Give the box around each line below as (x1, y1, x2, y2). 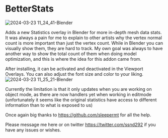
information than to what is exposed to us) (5, 102, 93, 108)
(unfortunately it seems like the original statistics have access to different (5, 96, 157, 103)
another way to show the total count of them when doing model (5, 51, 137, 57)
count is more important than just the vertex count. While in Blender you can (5, 40, 163, 46)
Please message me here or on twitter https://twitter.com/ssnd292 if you (5, 121, 156, 127)
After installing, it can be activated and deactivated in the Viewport (5, 66, 143, 72)
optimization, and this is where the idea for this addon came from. (5, 56, 142, 62)
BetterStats (5, 3, 54, 15)
